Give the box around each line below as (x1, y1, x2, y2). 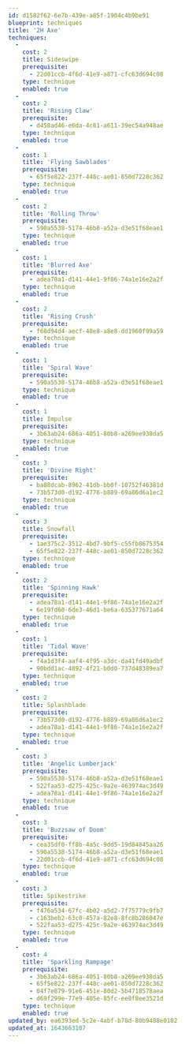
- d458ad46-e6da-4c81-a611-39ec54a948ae (28, 122, 164, 129)
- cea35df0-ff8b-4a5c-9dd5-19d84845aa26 (28, 840, 164, 848)
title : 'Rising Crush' (22, 312, 97, 320)
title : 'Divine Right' (22, 466, 97, 474)
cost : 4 (22, 950, 47, 959)
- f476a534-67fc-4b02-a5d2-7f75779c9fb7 (28, 907, 164, 915)
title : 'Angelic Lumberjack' (22, 760, 118, 768)
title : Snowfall (22, 526, 76, 533)
